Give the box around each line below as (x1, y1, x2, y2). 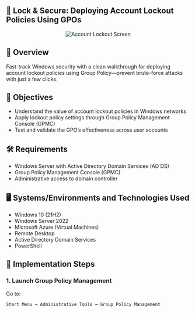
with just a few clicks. (6, 75, 58, 82)
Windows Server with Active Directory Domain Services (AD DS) (14, 163, 169, 170)
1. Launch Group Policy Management (6, 277, 112, 285)
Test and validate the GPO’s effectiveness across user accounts (14, 126, 168, 133)
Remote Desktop (14, 230, 55, 237)
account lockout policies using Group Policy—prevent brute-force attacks (6, 69, 183, 76)
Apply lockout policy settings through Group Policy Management (14, 114, 170, 121)
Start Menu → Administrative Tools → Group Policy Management (6, 301, 161, 307)
